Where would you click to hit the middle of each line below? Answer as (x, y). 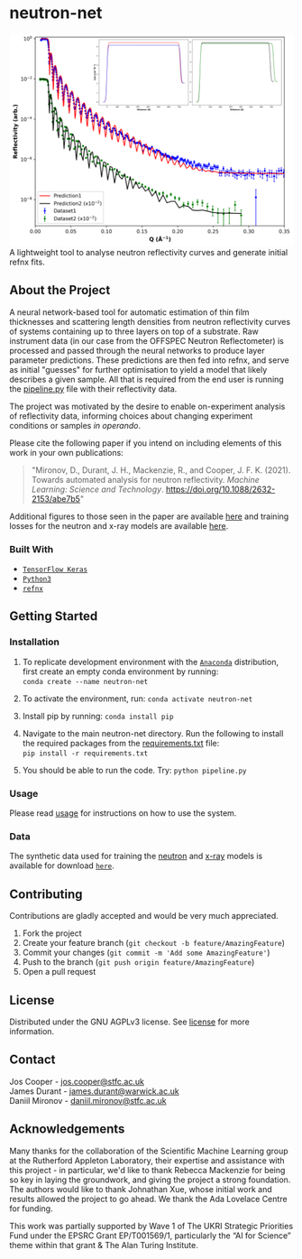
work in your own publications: (66, 452)
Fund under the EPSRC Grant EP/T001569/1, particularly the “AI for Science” (150, 1236)
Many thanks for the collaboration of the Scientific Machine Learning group (149, 1151)
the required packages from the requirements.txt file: (121, 743)
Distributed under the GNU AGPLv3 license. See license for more (129, 1022)
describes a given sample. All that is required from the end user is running (146, 379)
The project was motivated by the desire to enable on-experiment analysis (147, 406)
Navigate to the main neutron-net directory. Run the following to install (153, 733)
